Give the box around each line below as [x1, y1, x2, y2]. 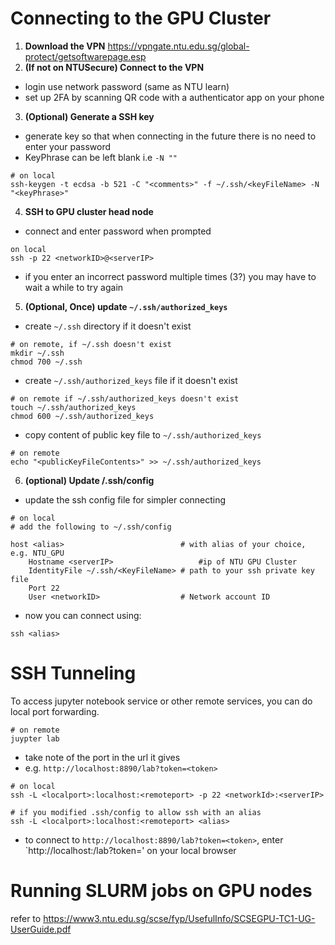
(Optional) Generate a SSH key [24, 110, 155, 122]
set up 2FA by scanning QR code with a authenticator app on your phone [24, 91, 325, 103]
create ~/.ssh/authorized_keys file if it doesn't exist [24, 374, 238, 386]
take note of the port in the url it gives [24, 751, 181, 763]
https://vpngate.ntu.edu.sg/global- [107, 40, 250, 52]
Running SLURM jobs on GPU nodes [10, 880, 313, 902]
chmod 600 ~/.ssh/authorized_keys [10, 411, 155, 421]
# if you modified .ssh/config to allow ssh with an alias [10, 807, 262, 817]
